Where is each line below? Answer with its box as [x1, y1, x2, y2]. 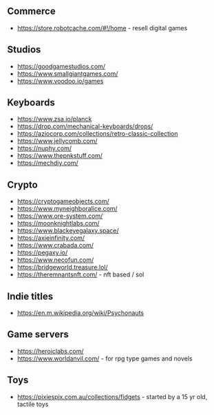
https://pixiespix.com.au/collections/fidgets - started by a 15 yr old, [17, 392, 208, 401]
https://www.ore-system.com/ [17, 212, 103, 220]
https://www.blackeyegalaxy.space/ [17, 227, 119, 235]
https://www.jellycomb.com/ [17, 137, 98, 145]
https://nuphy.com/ [17, 144, 72, 152]
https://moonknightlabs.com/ [17, 219, 100, 227]
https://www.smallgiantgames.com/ [17, 69, 118, 78]
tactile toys [17, 400, 49, 408]
